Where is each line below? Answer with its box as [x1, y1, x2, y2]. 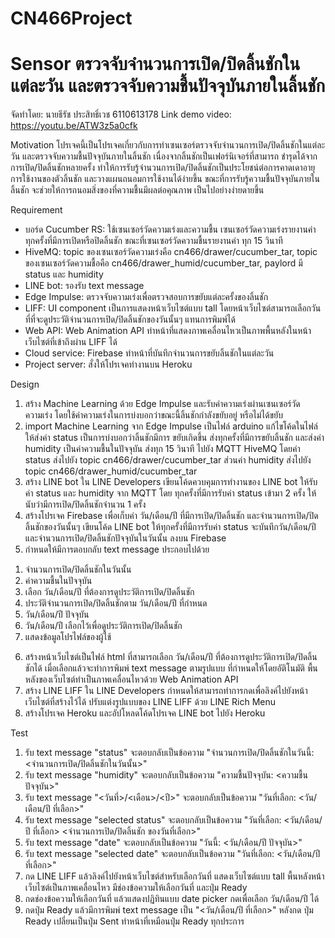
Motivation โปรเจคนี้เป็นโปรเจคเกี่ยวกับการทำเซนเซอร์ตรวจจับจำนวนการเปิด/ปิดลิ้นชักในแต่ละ [10, 139, 326, 151]
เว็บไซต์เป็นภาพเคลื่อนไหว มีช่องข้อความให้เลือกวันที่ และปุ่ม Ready [24, 882, 248, 894]
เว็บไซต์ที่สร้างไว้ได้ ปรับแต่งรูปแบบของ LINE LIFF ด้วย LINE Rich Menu [24, 696, 277, 708]
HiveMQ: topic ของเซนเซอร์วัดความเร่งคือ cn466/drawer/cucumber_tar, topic [24, 246, 318, 258]
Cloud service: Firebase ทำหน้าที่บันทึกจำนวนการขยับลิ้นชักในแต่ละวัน [24, 347, 275, 359]
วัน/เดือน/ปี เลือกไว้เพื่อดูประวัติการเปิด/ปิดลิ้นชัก [24, 620, 183, 632]
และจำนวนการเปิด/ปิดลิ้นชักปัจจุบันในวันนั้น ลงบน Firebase [24, 532, 227, 544]
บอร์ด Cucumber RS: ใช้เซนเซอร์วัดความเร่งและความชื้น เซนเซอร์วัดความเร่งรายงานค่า [24, 223, 317, 236]
